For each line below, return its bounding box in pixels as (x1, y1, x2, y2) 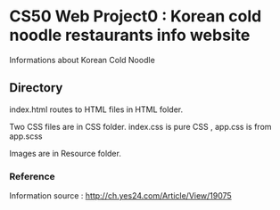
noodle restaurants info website (9, 25, 251, 45)
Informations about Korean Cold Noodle (9, 54, 156, 65)
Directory (9, 80, 63, 95)
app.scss (9, 131, 43, 141)
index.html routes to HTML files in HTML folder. (9, 104, 184, 115)
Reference (9, 170, 55, 182)
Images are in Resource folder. (9, 148, 122, 158)
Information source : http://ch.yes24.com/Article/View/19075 (9, 190, 232, 201)
